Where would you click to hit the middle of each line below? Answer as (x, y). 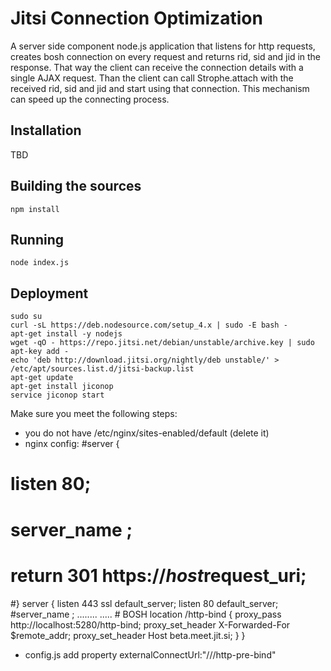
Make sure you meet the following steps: (94, 414)
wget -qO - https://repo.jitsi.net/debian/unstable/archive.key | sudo (162, 343)
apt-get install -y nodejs (66, 334)
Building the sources (76, 186)
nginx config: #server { (72, 444)
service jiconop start (57, 395)
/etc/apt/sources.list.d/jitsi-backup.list (102, 369)
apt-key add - (40, 352)
